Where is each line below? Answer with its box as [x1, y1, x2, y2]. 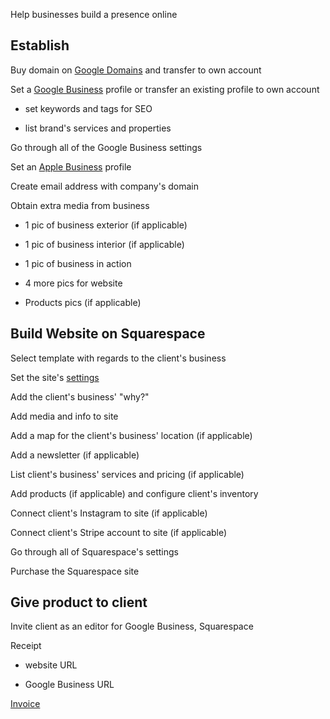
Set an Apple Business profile [10, 160, 132, 173]
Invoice [10, 698, 41, 710]
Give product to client [10, 594, 148, 611]
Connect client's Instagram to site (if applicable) [10, 507, 208, 519]
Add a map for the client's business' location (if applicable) [10, 429, 253, 441]
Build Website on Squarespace [10, 325, 206, 343]
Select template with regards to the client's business [10, 352, 227, 364]
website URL [24, 659, 78, 671]
